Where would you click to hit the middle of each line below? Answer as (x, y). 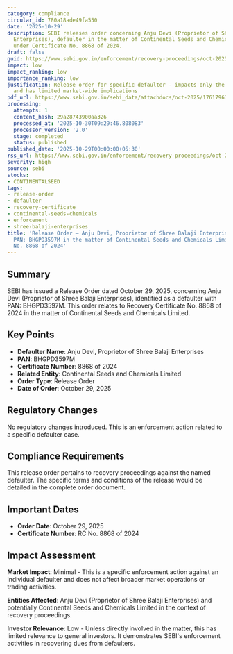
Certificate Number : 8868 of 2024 (67, 366)
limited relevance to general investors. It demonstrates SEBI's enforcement (114, 636)
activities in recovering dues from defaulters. (71, 643)
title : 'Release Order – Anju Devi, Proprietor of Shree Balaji (102, 233)
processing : (24, 104)
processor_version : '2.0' (51, 130)
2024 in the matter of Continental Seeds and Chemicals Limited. (99, 312)
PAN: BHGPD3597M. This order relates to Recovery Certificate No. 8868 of (114, 305)
